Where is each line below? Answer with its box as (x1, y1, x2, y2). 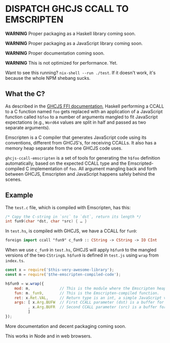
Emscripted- (127, 160, 154, 166)
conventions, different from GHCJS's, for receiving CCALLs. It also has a (5, 139, 157, 145)
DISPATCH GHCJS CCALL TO (5, 3, 129, 15)
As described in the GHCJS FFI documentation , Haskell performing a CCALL (5, 103, 164, 109)
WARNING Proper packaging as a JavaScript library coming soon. (5, 40, 143, 46)
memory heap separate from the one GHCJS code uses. (5, 145, 122, 151)
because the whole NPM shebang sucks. (5, 75, 91, 81)
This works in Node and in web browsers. (5, 333, 92, 339)
